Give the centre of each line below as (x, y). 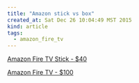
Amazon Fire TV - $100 (41, 73)
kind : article (28, 26)
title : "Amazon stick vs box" (51, 13)
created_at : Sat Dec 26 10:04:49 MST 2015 (69, 20)
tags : (15, 33)
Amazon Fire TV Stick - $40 (47, 59)
